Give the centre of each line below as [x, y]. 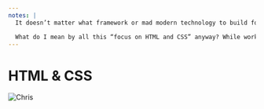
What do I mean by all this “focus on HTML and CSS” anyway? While [128, 37]
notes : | [22, 15]
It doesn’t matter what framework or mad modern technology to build [131, 23]
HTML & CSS [50, 76]
